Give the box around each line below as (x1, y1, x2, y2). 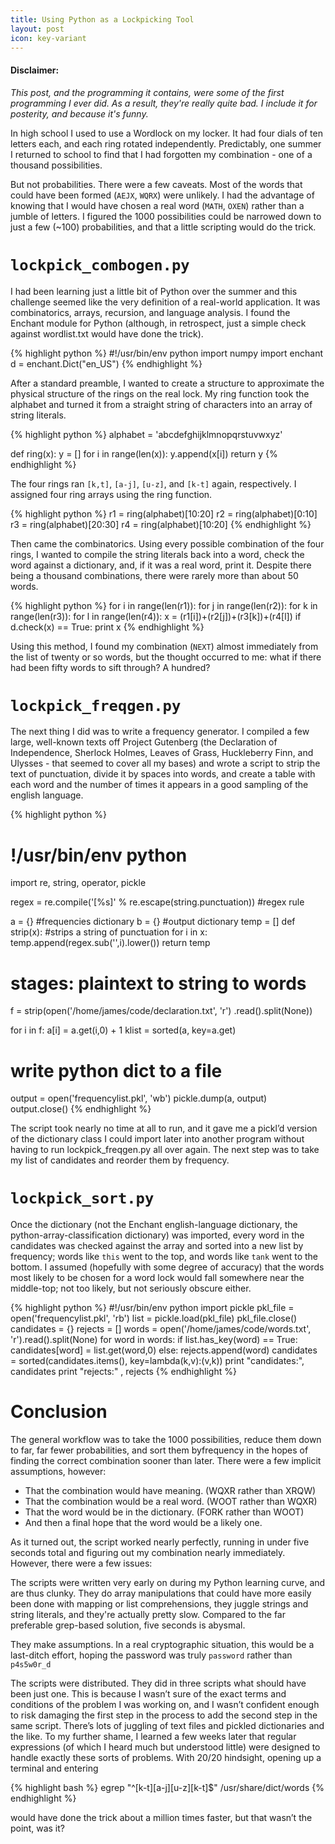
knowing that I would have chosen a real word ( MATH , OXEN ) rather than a (10, 199, 305, 211)
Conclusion (10, 1401, 108, 1423)
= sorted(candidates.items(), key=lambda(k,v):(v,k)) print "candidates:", (10, 1355, 305, 1367)
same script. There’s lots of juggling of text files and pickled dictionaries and (10, 1720, 325, 1732)
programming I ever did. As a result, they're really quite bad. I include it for (10, 97, 318, 109)
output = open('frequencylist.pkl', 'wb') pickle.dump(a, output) (10, 1092, 268, 1105)
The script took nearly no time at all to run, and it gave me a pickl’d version (10, 1122, 318, 1135)
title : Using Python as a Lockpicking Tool (10, 14, 195, 25)
